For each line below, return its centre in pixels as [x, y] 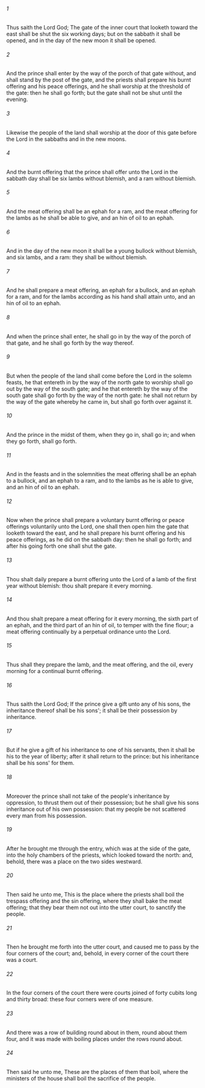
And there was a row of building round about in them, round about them [97, 1032]
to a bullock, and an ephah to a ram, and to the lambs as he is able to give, [100, 481]
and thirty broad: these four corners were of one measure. [80, 999]
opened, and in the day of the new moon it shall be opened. [81, 40]
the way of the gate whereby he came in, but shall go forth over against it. [99, 401]
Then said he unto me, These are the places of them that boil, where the [97, 1071]
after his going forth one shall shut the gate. [61, 546]
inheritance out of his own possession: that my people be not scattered [96, 809]
